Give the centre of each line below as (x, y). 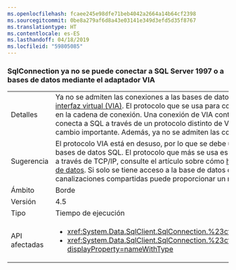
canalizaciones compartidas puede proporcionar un (140, 179)
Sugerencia (30, 161)
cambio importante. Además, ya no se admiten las (137, 132)
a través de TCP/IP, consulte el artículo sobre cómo (140, 161)
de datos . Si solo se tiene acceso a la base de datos (140, 170)
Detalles (24, 115)
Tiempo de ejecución (90, 213)
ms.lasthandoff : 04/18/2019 (48, 40)
